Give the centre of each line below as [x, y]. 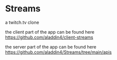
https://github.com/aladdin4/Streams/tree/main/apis [58, 52]
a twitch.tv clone [22, 22]
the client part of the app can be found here [50, 32]
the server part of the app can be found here [51, 47]
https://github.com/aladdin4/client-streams [49, 37]
